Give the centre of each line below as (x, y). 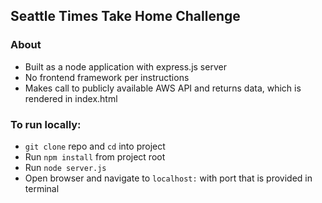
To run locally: (46, 124)
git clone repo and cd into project (95, 146)
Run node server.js (65, 167)
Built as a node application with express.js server (125, 66)
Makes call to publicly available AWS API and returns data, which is (163, 88)
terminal (42, 188)
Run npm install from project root (95, 156)
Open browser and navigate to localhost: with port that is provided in (168, 178)
